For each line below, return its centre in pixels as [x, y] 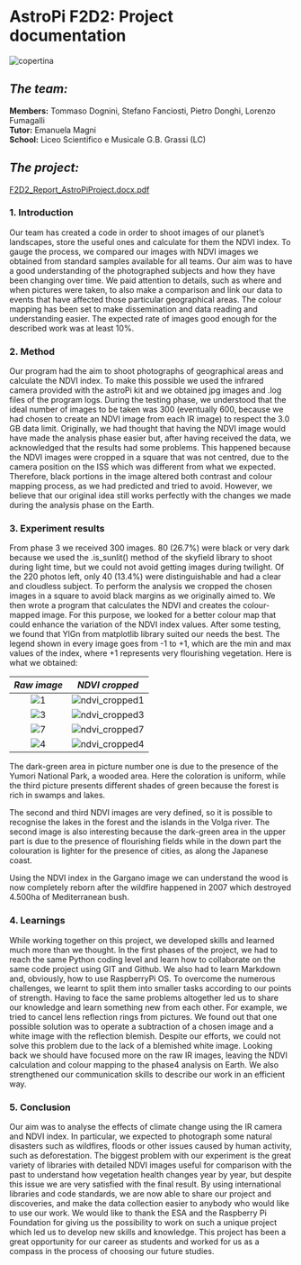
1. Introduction [41, 213]
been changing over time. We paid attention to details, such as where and [146, 280]
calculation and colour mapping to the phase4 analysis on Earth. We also [144, 1064]
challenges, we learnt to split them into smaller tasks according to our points [150, 987]
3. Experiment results [57, 529]
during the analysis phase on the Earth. [82, 505]
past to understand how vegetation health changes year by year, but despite [150, 1175]
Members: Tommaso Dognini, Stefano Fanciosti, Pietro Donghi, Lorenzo [142, 111]
